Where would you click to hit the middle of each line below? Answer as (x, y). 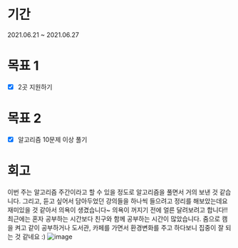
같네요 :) (34, 237)
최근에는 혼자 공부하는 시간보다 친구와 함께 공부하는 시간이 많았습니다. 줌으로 (114, 219)
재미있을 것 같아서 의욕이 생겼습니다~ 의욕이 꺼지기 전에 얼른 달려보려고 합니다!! (118, 210)
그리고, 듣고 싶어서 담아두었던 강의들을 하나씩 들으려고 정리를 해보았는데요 (125, 201)
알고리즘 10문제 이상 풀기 (52, 139)
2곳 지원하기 (35, 87)
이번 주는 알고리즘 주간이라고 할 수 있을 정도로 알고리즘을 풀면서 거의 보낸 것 (113, 192)
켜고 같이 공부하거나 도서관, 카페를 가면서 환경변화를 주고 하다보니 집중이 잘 (119, 227)
